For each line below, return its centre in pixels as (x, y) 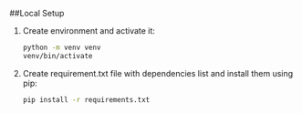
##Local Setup (37, 13)
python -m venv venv (62, 47)
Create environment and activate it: (89, 31)
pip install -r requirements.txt (86, 99)
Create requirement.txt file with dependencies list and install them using (158, 73)
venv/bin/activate (57, 56)
